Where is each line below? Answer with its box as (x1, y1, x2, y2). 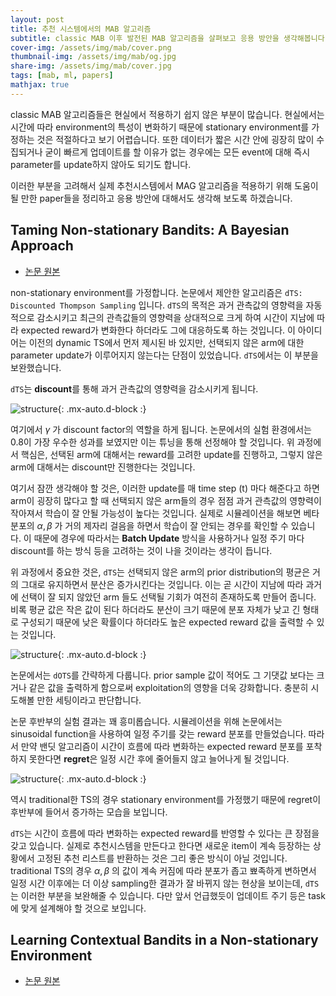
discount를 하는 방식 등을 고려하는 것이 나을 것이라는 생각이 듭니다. (10, 544, 273, 556)
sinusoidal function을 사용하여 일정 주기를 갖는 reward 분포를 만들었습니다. (10, 727, 307, 740)
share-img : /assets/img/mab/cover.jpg (10, 61, 172, 71)
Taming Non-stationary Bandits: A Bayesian (10, 222, 290, 239)
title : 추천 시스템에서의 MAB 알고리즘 (10, 24, 152, 34)
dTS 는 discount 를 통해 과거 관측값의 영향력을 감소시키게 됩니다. (10, 382, 259, 395)
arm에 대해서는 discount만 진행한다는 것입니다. (10, 461, 196, 473)
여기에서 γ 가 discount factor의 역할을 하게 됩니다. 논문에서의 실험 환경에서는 (10, 423, 312, 435)
